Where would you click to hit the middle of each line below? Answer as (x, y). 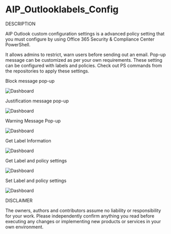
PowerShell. (18, 44)
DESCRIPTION (21, 24)
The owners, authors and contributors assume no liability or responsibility (83, 210)
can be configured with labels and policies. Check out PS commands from (84, 65)
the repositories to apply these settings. (47, 71)
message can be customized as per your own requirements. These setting (84, 60)
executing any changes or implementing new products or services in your (83, 221)
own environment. (24, 227)
